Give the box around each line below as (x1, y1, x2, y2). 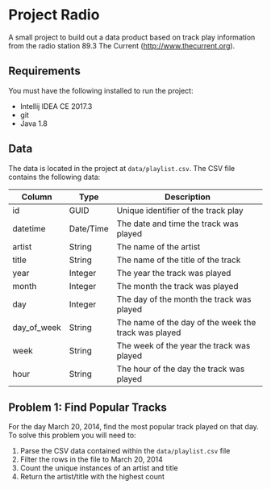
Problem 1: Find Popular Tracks (8, 400, 168, 414)
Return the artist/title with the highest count (19, 472, 165, 482)
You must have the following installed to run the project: (8, 86, 194, 95)
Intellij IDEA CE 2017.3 (19, 101, 93, 111)
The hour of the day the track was (116, 363, 245, 374)
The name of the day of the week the (116, 316, 256, 328)
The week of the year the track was (116, 340, 251, 351)
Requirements (8, 65, 81, 78)
